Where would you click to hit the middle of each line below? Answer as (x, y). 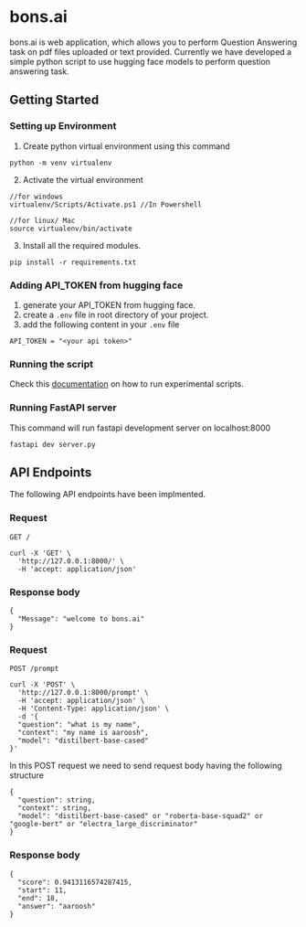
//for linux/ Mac (42, 220)
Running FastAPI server (63, 408)
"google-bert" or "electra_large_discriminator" (104, 825)
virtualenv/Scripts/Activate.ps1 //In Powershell (106, 204)
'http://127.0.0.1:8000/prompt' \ (83, 693)
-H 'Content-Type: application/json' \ (94, 709)
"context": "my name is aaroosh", (83, 733)
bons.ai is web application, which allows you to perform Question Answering (153, 42)
